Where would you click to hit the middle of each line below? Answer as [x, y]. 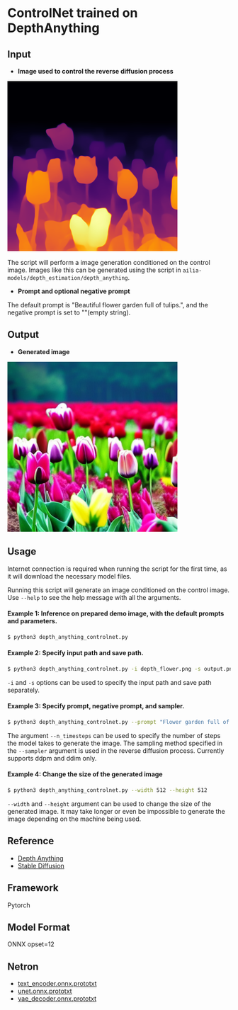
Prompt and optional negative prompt [74, 291]
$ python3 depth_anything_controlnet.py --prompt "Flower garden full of [119, 722]
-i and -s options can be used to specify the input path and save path [109, 682]
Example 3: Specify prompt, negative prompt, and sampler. [96, 706]
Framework [33, 888]
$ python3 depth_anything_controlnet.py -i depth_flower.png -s [104, 669]
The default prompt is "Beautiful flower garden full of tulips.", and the [108, 305]
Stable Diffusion [41, 866]
